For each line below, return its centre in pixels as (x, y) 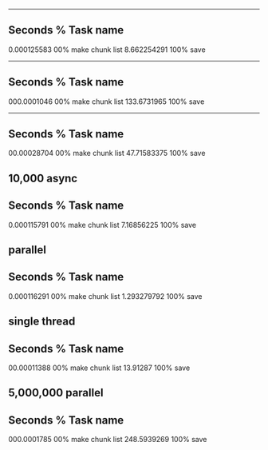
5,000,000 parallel (56, 393)
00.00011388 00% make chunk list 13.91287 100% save (99, 368)
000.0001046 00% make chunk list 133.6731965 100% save (106, 102)
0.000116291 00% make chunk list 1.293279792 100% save (105, 296)
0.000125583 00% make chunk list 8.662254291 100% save (107, 50)
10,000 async (43, 178)
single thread (42, 322)
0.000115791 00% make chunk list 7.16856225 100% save (102, 225)
